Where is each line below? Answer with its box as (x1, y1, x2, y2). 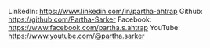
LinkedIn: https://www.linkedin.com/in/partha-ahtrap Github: (8, 7, 204, 15)
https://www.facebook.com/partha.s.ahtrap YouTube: (8, 23, 180, 32)
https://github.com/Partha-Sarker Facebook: (8, 15, 152, 24)
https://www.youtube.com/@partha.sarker (8, 31, 145, 40)
